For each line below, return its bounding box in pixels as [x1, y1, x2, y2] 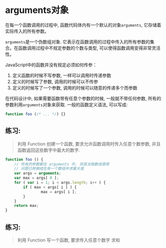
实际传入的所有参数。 [5, 28, 49, 34]
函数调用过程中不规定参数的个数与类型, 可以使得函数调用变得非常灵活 [18, 45, 161, 51]
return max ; [14, 203, 39, 208]
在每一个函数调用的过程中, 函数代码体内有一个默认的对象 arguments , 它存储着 [5, 22, 162, 28]
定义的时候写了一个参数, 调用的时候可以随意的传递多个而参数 [12, 85, 138, 91]
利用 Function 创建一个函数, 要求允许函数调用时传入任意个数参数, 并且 [17, 140, 161, 147]
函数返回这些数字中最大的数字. [17, 147, 80, 153]
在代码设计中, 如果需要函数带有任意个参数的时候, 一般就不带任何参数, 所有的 [5, 95, 161, 101]
